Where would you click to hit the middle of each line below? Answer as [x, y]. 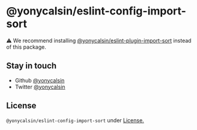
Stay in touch [32, 66]
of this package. [26, 47]
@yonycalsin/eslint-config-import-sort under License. [75, 120]
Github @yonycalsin [40, 80]
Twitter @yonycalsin [40, 87]
